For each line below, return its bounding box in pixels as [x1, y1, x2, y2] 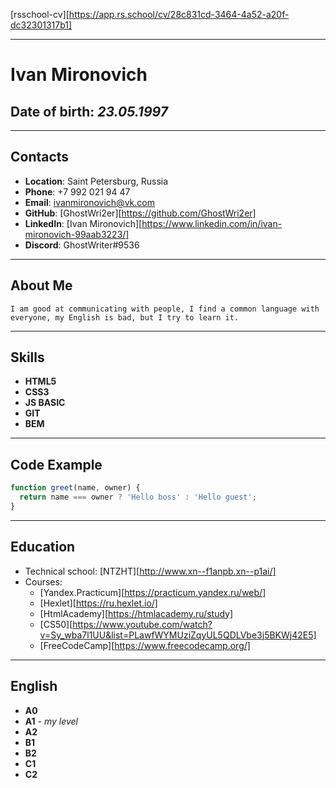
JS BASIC [24, 397, 66, 409]
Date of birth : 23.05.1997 [10, 103, 168, 120]
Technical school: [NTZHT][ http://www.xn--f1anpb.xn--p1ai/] [24, 565, 277, 577]
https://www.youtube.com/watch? [72, 618, 213, 630]
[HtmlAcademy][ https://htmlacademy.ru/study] [39, 607, 234, 619]
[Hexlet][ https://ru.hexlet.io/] [39, 597, 158, 609]
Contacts [10, 149, 70, 166]
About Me [10, 277, 73, 294]
